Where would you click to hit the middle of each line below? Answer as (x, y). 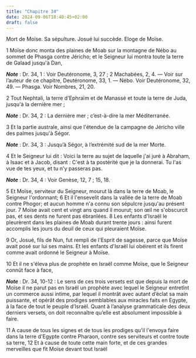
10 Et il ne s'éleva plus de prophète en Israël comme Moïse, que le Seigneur (97, 264)
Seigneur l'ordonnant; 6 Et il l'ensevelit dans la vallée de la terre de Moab (94, 198)
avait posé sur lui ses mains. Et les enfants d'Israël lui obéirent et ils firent (95, 246)
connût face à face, (30, 270)
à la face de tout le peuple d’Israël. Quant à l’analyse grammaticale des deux (98, 306)
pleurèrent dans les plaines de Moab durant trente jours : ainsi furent (89, 222)
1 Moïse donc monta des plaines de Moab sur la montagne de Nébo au (92, 50)
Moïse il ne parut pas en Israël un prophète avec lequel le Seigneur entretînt (98, 288)
